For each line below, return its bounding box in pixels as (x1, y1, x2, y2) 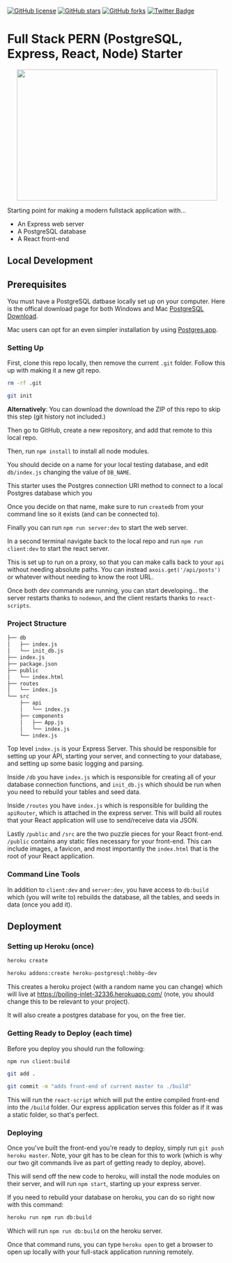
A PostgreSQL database (17, 227, 86, 236)
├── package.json (7, 661, 58, 667)
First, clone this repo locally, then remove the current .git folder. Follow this (7, 359, 226, 367)
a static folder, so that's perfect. (7, 1111, 99, 1119)
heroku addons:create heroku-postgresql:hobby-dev (7, 970, 157, 977)
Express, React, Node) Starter (7, 46, 183, 62)
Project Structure (7, 619, 67, 628)
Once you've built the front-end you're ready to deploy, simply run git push (7, 1143, 224, 1153)
